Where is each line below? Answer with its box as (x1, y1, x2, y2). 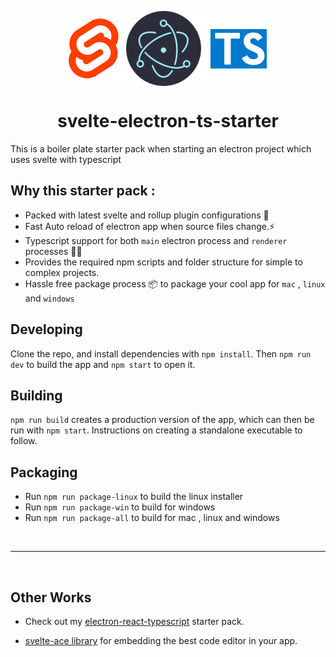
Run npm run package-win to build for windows (24, 501, 216, 513)
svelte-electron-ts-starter (57, 110, 279, 133)
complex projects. (24, 266, 100, 278)
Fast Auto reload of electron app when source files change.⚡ (24, 220, 276, 232)
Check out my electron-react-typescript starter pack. (24, 616, 245, 627)
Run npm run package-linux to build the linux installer (24, 491, 244, 503)
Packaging (10, 464, 78, 481)
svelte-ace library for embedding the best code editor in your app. (24, 635, 298, 646)
